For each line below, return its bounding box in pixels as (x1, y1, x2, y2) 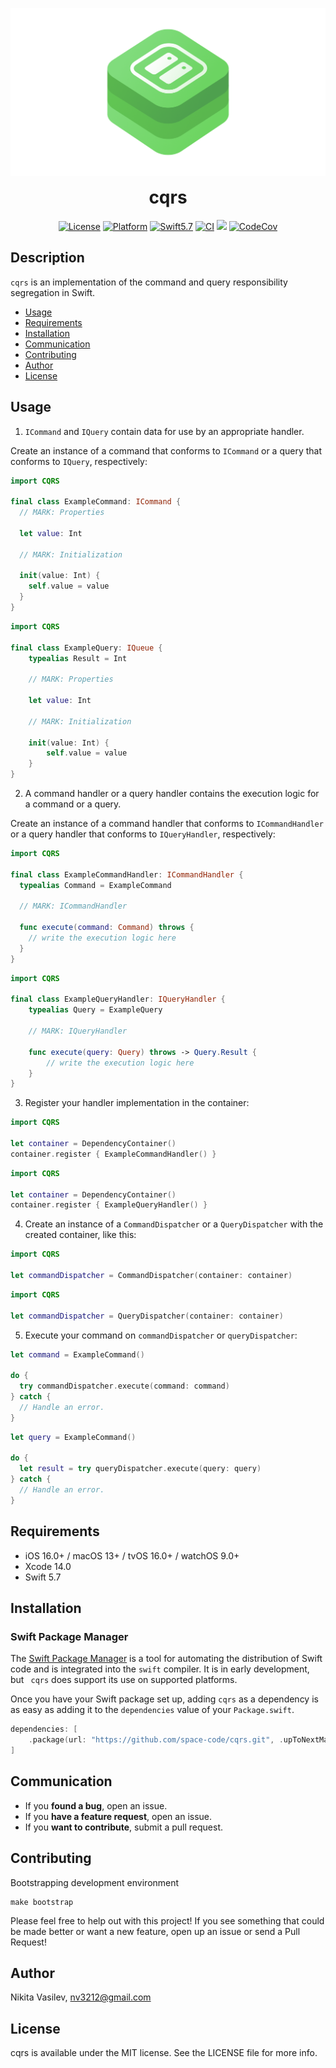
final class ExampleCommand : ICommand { (10, 497, 182, 507)
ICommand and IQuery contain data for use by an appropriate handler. (24, 425, 305, 437)
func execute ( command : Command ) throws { (19, 923, 195, 933)
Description (10, 249, 85, 267)
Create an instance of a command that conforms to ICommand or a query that (10, 444, 323, 457)
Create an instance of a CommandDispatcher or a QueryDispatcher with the (24, 1218, 324, 1230)
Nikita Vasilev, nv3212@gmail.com (10, 1991, 152, 2003)
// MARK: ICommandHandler (19, 901, 128, 912)
